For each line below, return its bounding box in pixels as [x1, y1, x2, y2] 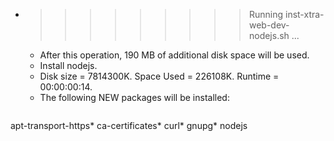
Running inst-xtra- [248, 9, 325, 20]
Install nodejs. [39, 60, 98, 71]
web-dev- [248, 19, 290, 31]
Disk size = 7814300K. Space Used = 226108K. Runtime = [39, 70, 280, 82]
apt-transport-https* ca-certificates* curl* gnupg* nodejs [10, 120, 248, 131]
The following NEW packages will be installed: [39, 92, 230, 103]
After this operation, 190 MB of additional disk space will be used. [39, 49, 310, 61]
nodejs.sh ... [248, 30, 300, 41]
